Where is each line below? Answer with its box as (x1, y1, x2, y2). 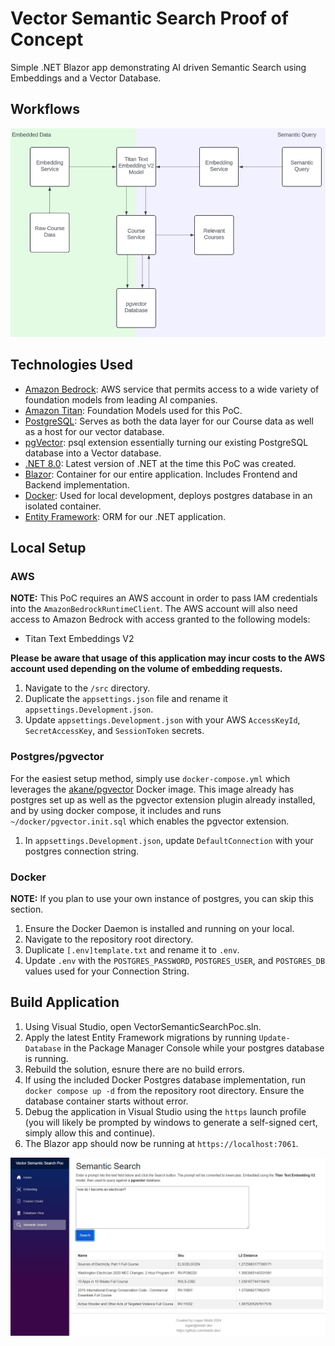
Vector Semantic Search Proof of (10, 7, 289, 30)
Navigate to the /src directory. (24, 682, 151, 694)
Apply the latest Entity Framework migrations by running (24, 1031, 257, 1043)
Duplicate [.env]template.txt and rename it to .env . (24, 943, 240, 956)
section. (10, 903, 44, 915)
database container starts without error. (24, 1095, 189, 1107)
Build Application (10, 994, 120, 1011)
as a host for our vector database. (24, 425, 165, 437)
